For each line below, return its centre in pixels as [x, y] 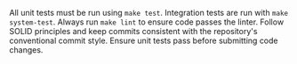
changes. [26, 50]
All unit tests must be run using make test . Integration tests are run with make [149, 13]
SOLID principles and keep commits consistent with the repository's [133, 31]
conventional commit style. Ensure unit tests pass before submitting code [144, 40]
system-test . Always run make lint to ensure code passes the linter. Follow [147, 22]
